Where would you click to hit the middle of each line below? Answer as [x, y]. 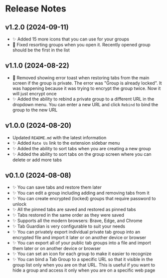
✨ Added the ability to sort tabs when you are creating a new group [82, 148]
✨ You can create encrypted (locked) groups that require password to [84, 199]
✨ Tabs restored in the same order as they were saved [68, 215]
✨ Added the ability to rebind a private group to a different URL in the [83, 99]
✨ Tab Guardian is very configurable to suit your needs [69, 226]
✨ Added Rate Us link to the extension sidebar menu [66, 143]
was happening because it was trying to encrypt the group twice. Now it [86, 88]
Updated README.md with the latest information [59, 137]
